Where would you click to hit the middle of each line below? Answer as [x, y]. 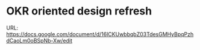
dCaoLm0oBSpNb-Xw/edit [39, 40]
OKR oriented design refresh [79, 11]
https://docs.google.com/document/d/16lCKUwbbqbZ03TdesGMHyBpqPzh [100, 34]
